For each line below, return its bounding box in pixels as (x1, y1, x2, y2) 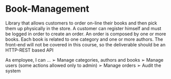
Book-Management (5, 3, 89, 15)
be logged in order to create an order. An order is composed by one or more (5, 31, 166, 37)
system (5, 67, 21, 74)
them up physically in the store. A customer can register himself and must (5, 25, 162, 31)
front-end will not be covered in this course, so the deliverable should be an (5, 41, 166, 47)
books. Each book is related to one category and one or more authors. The (5, 36, 163, 42)
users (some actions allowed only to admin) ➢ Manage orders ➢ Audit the (5, 62, 162, 68)
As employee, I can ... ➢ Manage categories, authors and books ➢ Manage (5, 57, 164, 63)
